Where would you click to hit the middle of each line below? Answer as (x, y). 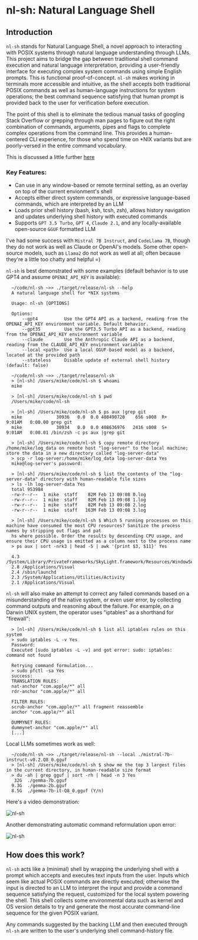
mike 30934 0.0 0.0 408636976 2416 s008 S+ (89, 428)
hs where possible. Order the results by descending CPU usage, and (97, 536)
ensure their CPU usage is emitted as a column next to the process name (99, 541)
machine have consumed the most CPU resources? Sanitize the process (93, 526)
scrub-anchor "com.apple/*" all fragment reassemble (77, 707)
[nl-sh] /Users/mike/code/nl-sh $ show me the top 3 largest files (101, 765)
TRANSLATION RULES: (35, 681)
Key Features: (27, 172)
